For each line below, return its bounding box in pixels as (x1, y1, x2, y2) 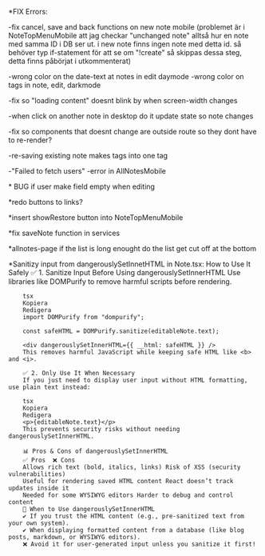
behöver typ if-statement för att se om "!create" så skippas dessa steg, (8, 48, 242, 57)
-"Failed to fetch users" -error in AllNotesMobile (8, 166, 166, 175)
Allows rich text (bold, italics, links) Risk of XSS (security (22, 463, 241, 471)
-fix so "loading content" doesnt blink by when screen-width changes (8, 96, 238, 105)
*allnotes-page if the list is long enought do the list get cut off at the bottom (8, 244, 257, 253)
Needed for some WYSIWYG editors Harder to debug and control (22, 491, 234, 499)
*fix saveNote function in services (8, 228, 121, 238)
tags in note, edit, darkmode (8, 80, 101, 90)
